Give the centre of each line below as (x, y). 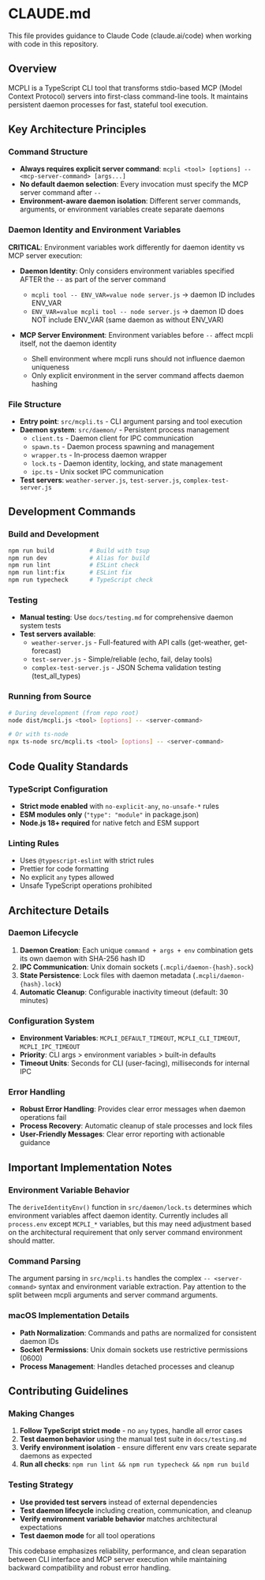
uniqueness (50, 367)
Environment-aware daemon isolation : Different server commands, (130, 201)
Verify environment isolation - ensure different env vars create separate (138, 1447)
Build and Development (54, 534)
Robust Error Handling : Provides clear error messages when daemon (132, 1109)
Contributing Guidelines (68, 1391)
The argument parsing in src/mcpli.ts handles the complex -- (110, 1279)
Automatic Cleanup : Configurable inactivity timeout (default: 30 (124, 992)
